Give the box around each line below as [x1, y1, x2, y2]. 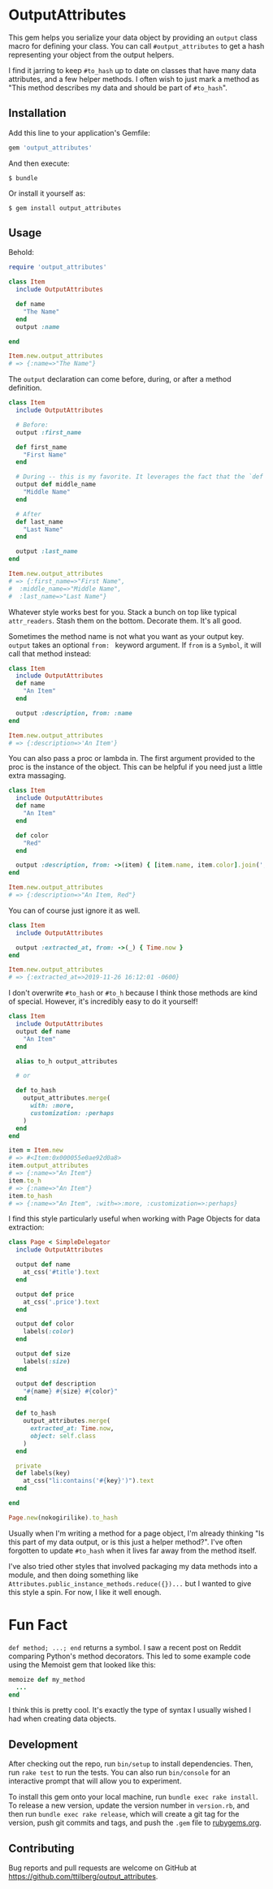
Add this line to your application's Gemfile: [8, 128, 150, 137]
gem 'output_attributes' [8, 144, 93, 152]
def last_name [15, 517, 63, 525]
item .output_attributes [8, 1161, 89, 1170]
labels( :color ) [23, 1328, 75, 1336]
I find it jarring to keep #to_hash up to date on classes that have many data [8, 65, 257, 75]
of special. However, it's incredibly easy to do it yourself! [8, 996, 198, 1006]
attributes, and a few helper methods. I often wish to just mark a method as [8, 74, 260, 84]
